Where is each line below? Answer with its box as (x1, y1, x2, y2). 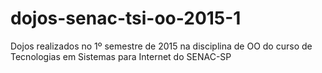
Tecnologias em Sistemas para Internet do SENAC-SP (10, 50, 232, 62)
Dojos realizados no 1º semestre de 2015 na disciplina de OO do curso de (10, 40, 313, 52)
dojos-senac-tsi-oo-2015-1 (10, 7, 242, 30)
